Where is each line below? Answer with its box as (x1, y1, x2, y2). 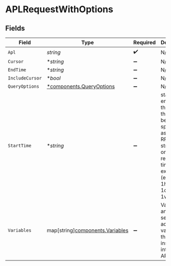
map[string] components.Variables (46, 227, 129, 234)
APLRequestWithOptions (5, 4, 113, 15)
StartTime (8, 143, 32, 148)
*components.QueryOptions (46, 83, 115, 90)
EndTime (8, 67, 26, 72)
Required (133, 39, 156, 46)
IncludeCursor (8, 75, 42, 81)
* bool (46, 75, 61, 82)
